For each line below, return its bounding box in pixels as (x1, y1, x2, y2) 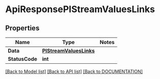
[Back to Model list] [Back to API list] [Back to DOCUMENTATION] (5, 68, 143, 74)
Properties (5, 24, 40, 32)
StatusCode (8, 56, 37, 62)
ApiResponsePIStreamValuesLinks (5, 4, 155, 15)
